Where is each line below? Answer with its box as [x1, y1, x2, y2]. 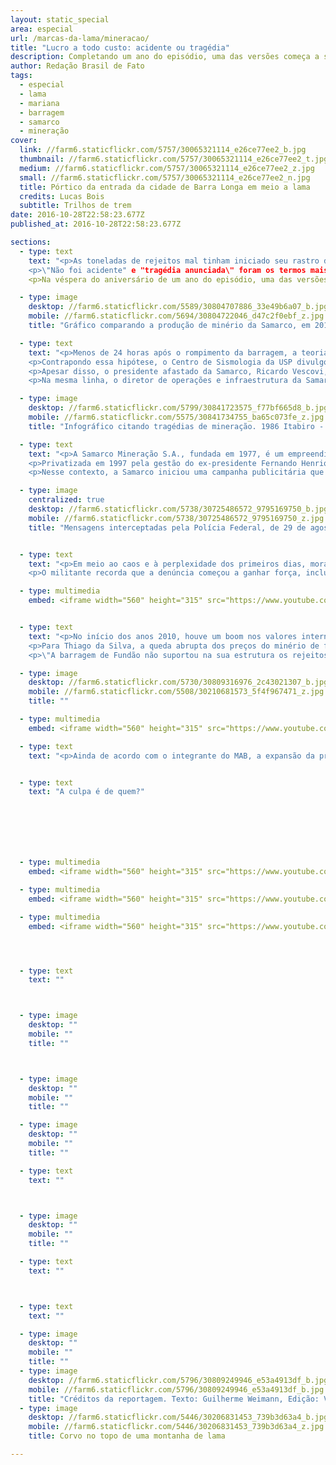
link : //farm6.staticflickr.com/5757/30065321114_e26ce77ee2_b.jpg [19, 145, 307, 155]
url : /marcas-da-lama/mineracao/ [10, 33, 150, 43]
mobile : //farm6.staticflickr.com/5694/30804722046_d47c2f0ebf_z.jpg [28, 311, 325, 321]
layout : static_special [10, 14, 110, 25]
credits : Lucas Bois [19, 191, 105, 201]
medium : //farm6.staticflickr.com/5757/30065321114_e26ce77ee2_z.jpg [19, 163, 315, 173]
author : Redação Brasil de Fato [10, 61, 145, 71]
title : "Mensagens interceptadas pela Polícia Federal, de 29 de [28, 522, 307, 533]
